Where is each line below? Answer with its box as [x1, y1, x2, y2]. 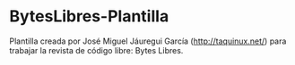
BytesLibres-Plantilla [9, 6, 169, 27]
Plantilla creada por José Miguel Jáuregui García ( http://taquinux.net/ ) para [9, 36, 287, 46]
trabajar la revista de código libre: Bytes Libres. [9, 45, 184, 55]
